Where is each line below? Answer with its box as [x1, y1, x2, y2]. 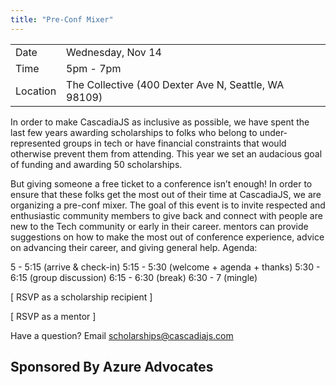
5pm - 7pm [66, 61, 122, 75]
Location [15, 84, 57, 98]
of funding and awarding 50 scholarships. [10, 158, 183, 170]
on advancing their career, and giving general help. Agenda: [10, 241, 258, 253]
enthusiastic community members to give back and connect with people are [10, 209, 323, 221]
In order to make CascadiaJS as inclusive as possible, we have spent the [10, 116, 310, 128]
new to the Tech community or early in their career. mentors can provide [10, 220, 309, 232]
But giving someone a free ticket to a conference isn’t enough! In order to [10, 177, 313, 190]
